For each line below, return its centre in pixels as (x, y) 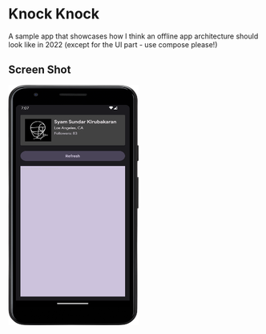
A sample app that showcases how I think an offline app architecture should (133, 36)
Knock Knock (54, 14)
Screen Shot (40, 70)
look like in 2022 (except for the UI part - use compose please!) (113, 44)
